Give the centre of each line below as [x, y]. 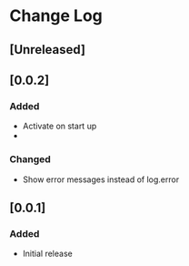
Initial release [47, 254]
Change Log [56, 16]
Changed [30, 159]
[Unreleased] [48, 50]
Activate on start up [60, 126]
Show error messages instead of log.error [101, 179]
